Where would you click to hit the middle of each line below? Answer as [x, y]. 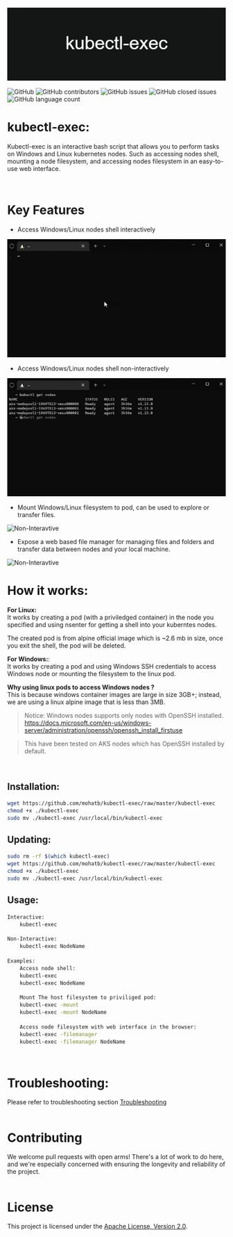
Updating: [29, 840]
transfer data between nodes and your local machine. [94, 549]
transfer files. [36, 515]
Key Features [46, 210]
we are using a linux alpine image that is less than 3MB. [86, 702]
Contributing [45, 1138]
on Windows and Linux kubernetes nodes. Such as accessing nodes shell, [113, 154]
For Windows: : [29, 659]
